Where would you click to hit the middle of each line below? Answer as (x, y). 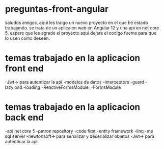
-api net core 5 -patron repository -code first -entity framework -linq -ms (79, 131)
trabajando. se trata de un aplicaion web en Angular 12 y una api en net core (82, 27)
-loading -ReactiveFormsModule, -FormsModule (72, 87)
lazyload (14, 87)
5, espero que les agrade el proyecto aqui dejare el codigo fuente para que (81, 33)
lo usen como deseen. (27, 38)
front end (25, 68)
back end (25, 117)
